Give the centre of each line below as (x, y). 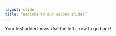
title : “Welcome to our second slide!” (46, 14)
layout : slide (20, 10)
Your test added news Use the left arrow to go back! (58, 28)
